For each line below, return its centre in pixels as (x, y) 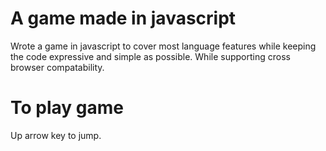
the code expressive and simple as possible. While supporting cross (150, 56)
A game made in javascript (123, 18)
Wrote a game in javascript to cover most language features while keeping (163, 46)
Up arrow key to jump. (56, 135)
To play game (67, 108)
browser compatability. (57, 67)
